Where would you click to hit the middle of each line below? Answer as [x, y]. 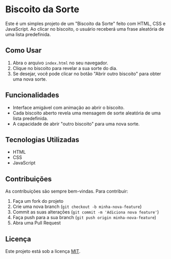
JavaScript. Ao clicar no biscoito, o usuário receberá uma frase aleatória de [85, 29]
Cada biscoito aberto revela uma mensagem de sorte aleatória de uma [87, 113]
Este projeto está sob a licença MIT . [43, 251]
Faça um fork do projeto [38, 201]
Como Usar [23, 50]
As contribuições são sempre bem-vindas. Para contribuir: [67, 191]
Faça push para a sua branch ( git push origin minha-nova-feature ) [84, 218]
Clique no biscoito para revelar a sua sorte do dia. [65, 68]
